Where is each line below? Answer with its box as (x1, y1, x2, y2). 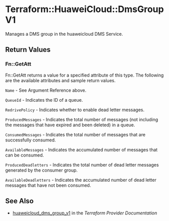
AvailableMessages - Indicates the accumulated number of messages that (5, 146, 158, 153)
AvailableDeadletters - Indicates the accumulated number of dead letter (5, 177, 156, 183)
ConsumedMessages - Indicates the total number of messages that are (5, 131, 146, 137)
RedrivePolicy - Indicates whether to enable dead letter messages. (5, 107, 145, 113)
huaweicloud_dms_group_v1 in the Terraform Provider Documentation (12, 210, 157, 216)
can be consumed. (5, 152, 44, 158)
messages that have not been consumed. (5, 182, 91, 188)
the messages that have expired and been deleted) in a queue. (5, 122, 135, 128)
